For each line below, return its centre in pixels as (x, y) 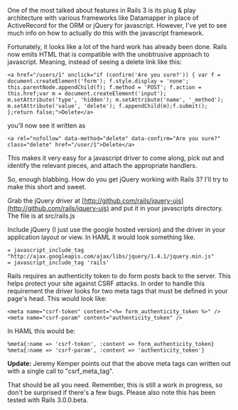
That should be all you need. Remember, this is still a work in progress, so (115, 385)
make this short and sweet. (47, 187)
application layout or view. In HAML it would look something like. (101, 237)
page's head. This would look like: (57, 299)
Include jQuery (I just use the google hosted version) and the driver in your (117, 230)
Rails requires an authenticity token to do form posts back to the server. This (119, 276)
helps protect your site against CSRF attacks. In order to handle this (106, 283)
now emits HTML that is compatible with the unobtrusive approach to (108, 54)
